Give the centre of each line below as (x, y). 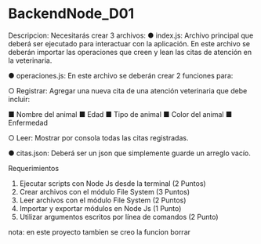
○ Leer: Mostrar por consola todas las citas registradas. (98, 137)
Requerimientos (34, 168)
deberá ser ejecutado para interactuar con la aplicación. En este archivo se (129, 43)
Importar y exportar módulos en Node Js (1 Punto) (100, 208)
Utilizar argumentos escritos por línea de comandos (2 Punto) (119, 217)
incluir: (19, 99)
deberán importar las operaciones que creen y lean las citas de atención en (130, 52)
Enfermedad (28, 122)
